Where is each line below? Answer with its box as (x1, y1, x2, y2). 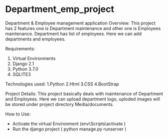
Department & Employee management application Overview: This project (5, 20, 155, 26)
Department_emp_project (5, 3, 114, 15)
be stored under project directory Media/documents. (5, 101, 114, 107)
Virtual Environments (12, 55, 56, 61)
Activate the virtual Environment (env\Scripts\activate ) (12, 120, 126, 126)
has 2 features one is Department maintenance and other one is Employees (5, 25, 161, 31)
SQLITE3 (12, 71, 31, 77)
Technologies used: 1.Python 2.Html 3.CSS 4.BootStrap (5, 81, 119, 87)
